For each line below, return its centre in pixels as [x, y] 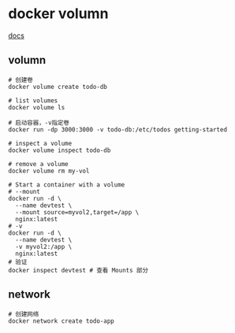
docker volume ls [37, 107]
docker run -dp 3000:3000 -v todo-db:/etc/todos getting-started [117, 129]
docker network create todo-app [61, 321]
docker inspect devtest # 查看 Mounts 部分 [78, 270]
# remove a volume [38, 164]
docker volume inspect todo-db [60, 150]
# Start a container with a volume [67, 185]
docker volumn [58, 14]
